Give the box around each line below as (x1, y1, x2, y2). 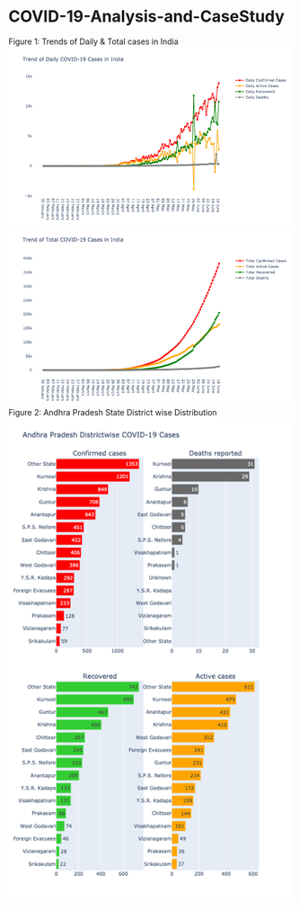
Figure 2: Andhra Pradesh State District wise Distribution (8, 406, 217, 417)
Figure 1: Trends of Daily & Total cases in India (8, 36, 179, 47)
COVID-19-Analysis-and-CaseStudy (8, 6, 285, 27)
